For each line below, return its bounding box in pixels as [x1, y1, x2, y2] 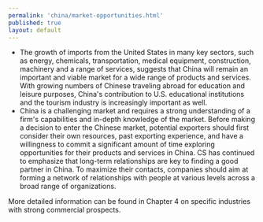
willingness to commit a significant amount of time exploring [19, 139, 215, 150]
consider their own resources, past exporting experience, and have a [19, 131, 244, 141]
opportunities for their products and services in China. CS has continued [19, 148, 255, 157]
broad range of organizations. [19, 182, 117, 191]
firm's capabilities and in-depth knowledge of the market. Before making [19, 115, 256, 124]
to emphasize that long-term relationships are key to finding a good [19, 157, 239, 166]
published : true [8, 19, 61, 27]
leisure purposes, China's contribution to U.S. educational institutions [19, 90, 245, 99]
